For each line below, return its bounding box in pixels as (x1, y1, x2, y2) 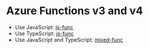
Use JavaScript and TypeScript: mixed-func (14, 36, 124, 43)
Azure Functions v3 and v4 (6, 4, 144, 18)
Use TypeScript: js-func (14, 30, 74, 37)
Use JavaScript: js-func (14, 24, 74, 31)
